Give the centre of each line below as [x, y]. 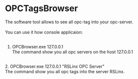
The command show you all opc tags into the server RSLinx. [65, 71]
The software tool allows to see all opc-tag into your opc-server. [69, 22]
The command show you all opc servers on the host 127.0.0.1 [72, 52]
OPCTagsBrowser [42, 8]
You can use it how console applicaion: [44, 32]
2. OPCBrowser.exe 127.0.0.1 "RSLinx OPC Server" [55, 66]
